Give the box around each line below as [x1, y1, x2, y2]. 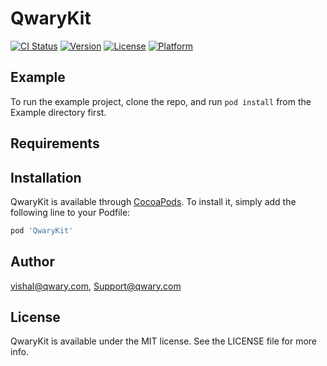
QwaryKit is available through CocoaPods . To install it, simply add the [10, 195, 297, 207]
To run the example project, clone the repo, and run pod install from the [10, 95, 312, 107]
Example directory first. [10, 106, 107, 118]
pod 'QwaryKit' [10, 225, 74, 236]
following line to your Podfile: [10, 206, 131, 218]
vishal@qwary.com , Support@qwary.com [10, 280, 182, 292]
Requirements [10, 135, 100, 152]
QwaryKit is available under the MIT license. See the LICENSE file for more [10, 335, 317, 347]
